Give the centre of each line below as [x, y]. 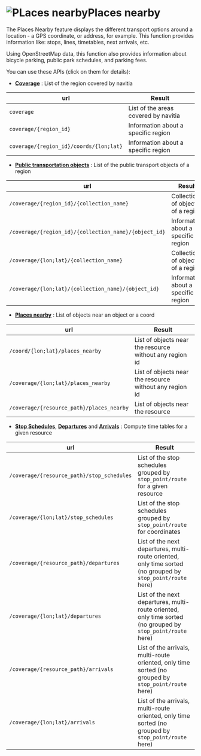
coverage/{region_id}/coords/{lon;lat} [66, 146]
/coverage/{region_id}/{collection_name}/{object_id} [87, 232]
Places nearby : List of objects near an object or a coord [85, 315]
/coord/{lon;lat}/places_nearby [55, 351]
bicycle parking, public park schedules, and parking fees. [77, 60]
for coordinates [159, 532]
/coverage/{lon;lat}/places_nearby [60, 383]
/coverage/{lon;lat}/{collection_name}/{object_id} [84, 289]
